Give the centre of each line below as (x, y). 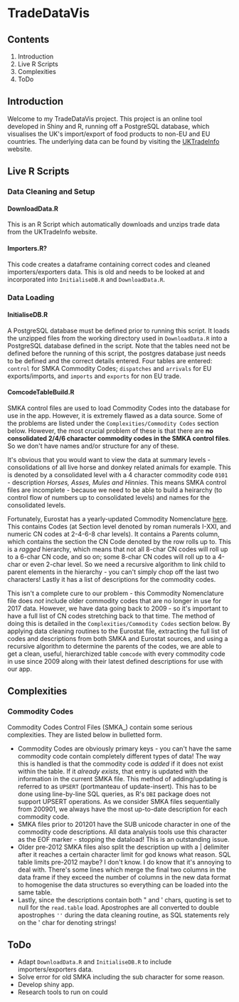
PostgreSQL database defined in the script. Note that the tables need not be (119, 345)
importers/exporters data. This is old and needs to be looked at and (106, 271)
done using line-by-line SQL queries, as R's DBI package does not (114, 794)
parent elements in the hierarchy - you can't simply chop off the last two (113, 572)
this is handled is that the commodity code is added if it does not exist (121, 763)
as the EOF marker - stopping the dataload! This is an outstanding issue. (123, 839)
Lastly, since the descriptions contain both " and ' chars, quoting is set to (124, 899)
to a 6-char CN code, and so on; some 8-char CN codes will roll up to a (112, 556)
